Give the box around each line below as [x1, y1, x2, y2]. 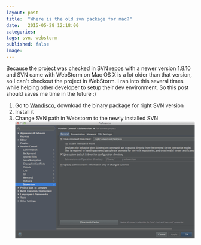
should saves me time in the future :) [6, 90, 97, 97]
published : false [6, 41, 50, 47]
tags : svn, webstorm [6, 35, 58, 41]
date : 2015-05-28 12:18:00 [6, 22, 79, 28]
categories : [6, 29, 36, 35]
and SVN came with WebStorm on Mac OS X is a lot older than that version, [6, 71, 193, 78]
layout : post [6, 10, 39, 16]
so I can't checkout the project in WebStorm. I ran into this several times [6, 77, 184, 84]
